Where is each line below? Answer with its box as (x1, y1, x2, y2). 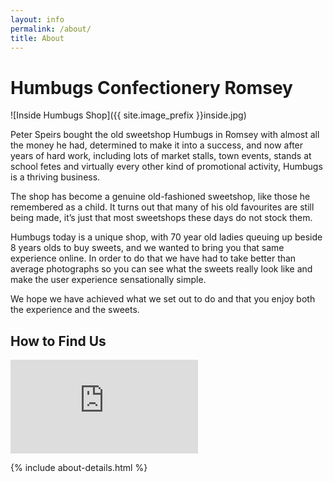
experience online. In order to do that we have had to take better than (10, 252, 297, 265)
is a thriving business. (10, 171, 101, 183)
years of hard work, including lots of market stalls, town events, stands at (10, 150, 312, 162)
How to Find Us (10, 332, 107, 350)
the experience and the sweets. (10, 304, 140, 316)
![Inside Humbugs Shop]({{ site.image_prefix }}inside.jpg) (10, 109, 247, 121)
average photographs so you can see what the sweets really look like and (10, 263, 313, 275)
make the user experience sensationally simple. (10, 274, 207, 286)
